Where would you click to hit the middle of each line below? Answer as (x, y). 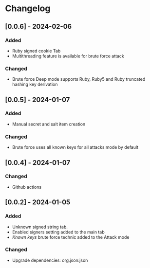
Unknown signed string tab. (40, 227)
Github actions (27, 187)
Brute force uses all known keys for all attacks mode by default (75, 147)
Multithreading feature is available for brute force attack (68, 56)
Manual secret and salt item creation (49, 124)
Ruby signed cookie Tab (36, 51)
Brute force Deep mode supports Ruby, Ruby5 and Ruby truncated (79, 79)
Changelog (28, 9)
